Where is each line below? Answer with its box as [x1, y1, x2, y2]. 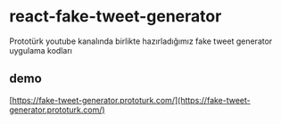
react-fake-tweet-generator [9, 6, 222, 27]
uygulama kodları [9, 45, 73, 55]
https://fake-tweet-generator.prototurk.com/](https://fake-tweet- [12, 95, 252, 105]
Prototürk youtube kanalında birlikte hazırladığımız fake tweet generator [9, 36, 273, 46]
